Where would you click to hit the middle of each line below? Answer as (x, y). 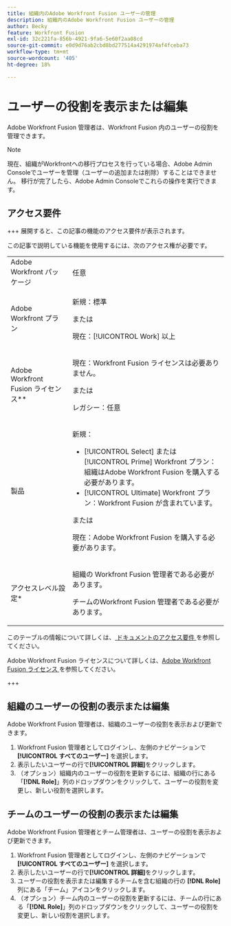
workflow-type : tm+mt (38, 52)
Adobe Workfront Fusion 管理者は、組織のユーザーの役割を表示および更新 (112, 724)
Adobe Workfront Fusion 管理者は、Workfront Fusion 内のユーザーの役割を (113, 127)
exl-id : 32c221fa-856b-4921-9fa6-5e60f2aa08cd (75, 39)
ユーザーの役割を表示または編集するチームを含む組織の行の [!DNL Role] (119, 881)
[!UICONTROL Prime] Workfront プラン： (150, 462)
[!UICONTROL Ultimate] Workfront (139, 493)
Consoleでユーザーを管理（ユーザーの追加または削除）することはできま (109, 172)
